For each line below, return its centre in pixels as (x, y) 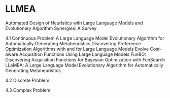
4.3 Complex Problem (28, 90)
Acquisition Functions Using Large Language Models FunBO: (83, 54)
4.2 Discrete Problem (27, 80)
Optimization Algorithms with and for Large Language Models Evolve (77, 49)
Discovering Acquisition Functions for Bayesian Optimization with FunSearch (85, 59)
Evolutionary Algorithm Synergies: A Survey (51, 28)
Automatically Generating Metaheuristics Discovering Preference (73, 43)
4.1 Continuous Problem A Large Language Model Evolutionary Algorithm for (85, 38)
